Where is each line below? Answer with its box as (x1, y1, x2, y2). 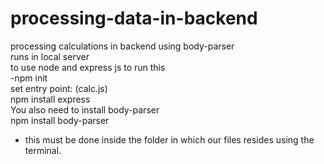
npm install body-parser (10, 114, 110, 126)
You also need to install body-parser (10, 103, 160, 116)
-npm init (10, 72, 48, 84)
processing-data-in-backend (10, 7, 258, 30)
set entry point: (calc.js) (10, 82, 108, 94)
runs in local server (10, 50, 90, 62)
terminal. (24, 144, 62, 156)
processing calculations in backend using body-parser (10, 40, 235, 52)
